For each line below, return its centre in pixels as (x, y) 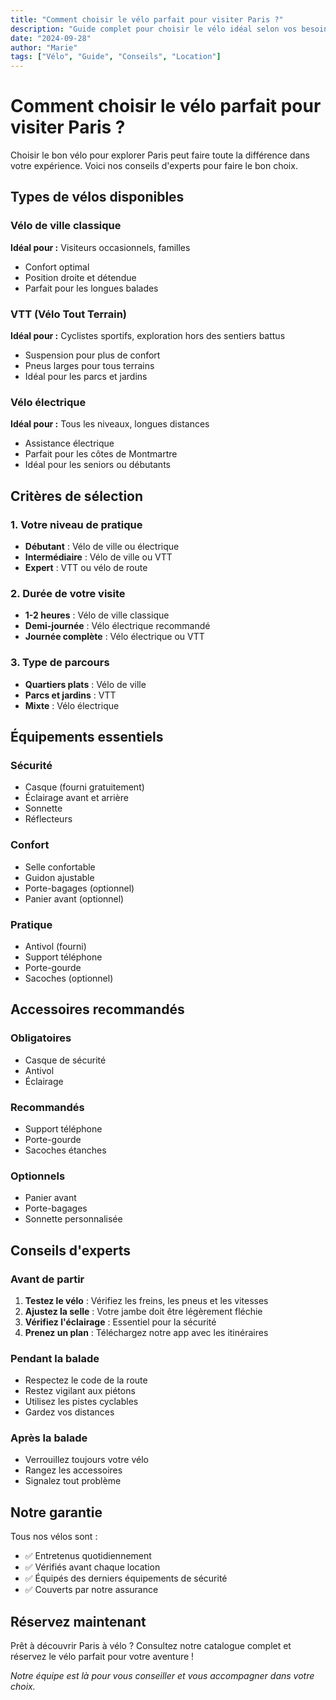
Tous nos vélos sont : (54, 1537)
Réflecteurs (48, 819)
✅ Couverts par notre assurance (91, 1590)
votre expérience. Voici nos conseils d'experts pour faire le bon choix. (154, 166)
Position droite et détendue (80, 277)
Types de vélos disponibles (97, 197)
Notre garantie (56, 1512)
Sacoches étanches (65, 1150)
